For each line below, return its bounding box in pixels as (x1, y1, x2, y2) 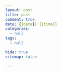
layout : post (5, 7, 33, 13)
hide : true (5, 49, 28, 55)
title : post (5, 12, 30, 17)
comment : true (5, 17, 35, 22)
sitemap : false (5, 54, 37, 59)
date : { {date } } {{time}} (5, 21, 57, 27)
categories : (5, 26, 30, 31)
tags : (5, 36, 17, 41)
